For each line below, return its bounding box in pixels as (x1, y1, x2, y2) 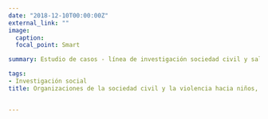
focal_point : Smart (15, 41, 81, 49)
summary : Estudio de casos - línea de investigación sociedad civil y (8, 56, 248, 63)
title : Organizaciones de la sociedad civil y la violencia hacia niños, (8, 84, 259, 92)
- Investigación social (8, 77, 88, 85)
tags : (8, 70, 26, 78)
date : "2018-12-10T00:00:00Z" (8, 11, 109, 20)
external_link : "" (8, 19, 69, 27)
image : (8, 26, 30, 34)
